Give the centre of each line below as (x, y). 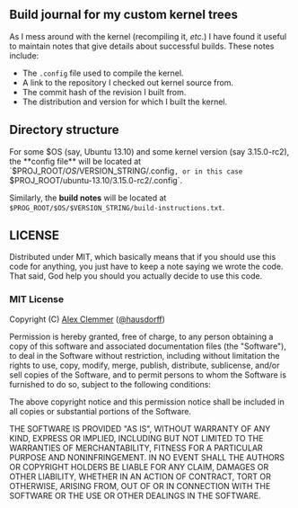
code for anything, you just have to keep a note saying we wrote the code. (146, 267)
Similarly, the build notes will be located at (88, 198)
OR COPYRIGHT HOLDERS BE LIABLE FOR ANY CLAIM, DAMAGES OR (139, 467)
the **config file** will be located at (75, 161)
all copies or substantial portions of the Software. (100, 411)
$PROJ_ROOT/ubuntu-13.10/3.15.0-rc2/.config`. (96, 180)
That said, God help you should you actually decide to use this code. (136, 276)
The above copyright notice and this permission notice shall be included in (147, 401)
